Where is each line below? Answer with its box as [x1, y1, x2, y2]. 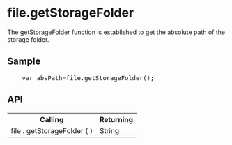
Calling [39, 114, 64, 124]
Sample [7, 56, 41, 68]
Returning [99, 114, 134, 124]
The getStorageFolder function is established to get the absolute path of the [7, 28, 225, 36]
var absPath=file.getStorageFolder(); [22, 74, 155, 82]
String [99, 125, 120, 135]
